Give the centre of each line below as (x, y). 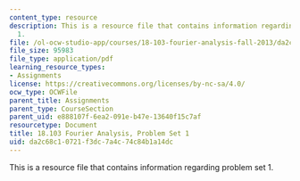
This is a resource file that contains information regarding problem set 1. (142, 167)
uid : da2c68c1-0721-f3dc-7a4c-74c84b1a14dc (92, 142)
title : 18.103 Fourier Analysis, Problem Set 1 (100, 134)
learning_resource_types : (57, 68)
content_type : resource (54, 17)
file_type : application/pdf (62, 59)
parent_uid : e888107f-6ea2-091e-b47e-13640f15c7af (105, 117)
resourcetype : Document (54, 126)
